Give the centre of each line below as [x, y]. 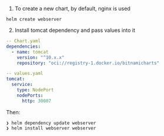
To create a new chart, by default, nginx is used [73, 9]
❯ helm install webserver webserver [51, 128]
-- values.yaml [25, 74]
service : [22, 85]
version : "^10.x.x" [41, 57]
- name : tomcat [30, 52]
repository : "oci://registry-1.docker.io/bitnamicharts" [88, 63]
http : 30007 [36, 101]
